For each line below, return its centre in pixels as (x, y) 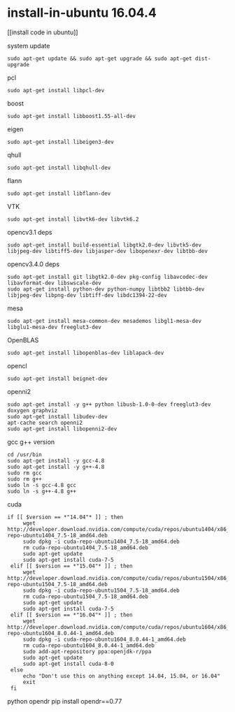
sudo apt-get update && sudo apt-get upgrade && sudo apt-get (100, 58)
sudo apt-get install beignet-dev (58, 379)
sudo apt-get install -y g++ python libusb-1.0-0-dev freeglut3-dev (109, 404)
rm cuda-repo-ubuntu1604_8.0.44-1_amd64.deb (89, 645)
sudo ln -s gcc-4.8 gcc (42, 485)
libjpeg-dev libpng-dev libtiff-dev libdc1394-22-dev (87, 295)
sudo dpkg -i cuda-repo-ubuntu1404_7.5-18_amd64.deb (101, 542)
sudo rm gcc (24, 473)
